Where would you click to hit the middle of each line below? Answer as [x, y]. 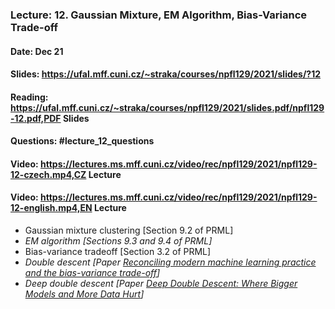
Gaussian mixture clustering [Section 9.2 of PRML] [129, 230]
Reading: [29, 97]
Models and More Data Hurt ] [84, 294]
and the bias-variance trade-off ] [92, 273]
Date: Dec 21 [37, 51]
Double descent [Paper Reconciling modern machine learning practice [170, 262]
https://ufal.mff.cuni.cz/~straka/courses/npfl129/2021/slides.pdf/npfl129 [167, 107]
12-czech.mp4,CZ [48, 174]
